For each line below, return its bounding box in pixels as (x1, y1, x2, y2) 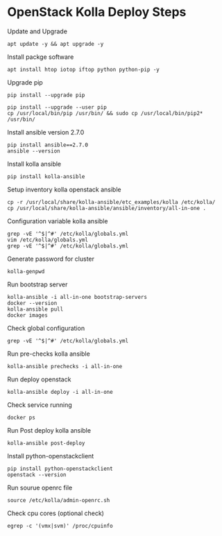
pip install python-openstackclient (7, 465, 113, 472)
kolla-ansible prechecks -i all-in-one (7, 363, 123, 370)
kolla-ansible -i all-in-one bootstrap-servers (7, 293, 148, 300)
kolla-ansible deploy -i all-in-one (7, 388, 113, 395)
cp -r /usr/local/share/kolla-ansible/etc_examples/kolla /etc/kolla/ (7, 198, 216, 205)
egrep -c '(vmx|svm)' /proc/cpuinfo (7, 522, 113, 529)
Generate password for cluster (7, 254, 95, 263)
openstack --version (7, 471, 67, 478)
